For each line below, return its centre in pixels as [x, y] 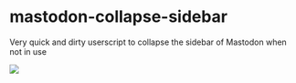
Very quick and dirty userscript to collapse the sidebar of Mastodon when [148, 42]
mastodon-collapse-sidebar [119, 17]
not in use [28, 51]
